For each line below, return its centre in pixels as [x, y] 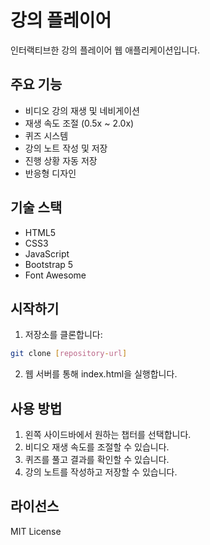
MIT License [36, 531]
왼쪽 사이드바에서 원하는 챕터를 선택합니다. [108, 435]
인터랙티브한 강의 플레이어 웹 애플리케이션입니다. [105, 50]
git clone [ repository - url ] [69, 354]
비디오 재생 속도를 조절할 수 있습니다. [97, 447]
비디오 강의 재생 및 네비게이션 [82, 110]
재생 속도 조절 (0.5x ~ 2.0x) [79, 123]
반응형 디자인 [50, 173]
